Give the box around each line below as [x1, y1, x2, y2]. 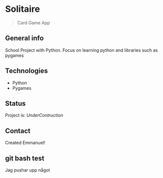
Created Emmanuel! [5, 140, 45, 146]
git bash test [5, 154, 44, 162]
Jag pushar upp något [5, 167, 50, 173]
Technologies [5, 67, 48, 75]
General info [5, 34, 44, 42]
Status [5, 99, 26, 107]
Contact [5, 127, 31, 135]
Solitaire [5, 3, 41, 15]
